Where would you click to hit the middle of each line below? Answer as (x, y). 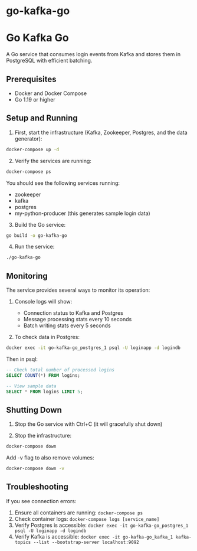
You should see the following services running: (63, 183)
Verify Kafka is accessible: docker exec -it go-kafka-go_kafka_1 (94, 536)
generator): (28, 138)
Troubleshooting (37, 487)
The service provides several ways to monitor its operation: (78, 290)
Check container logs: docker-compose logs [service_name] (87, 519)
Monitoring (27, 276)
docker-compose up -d (33, 149)
